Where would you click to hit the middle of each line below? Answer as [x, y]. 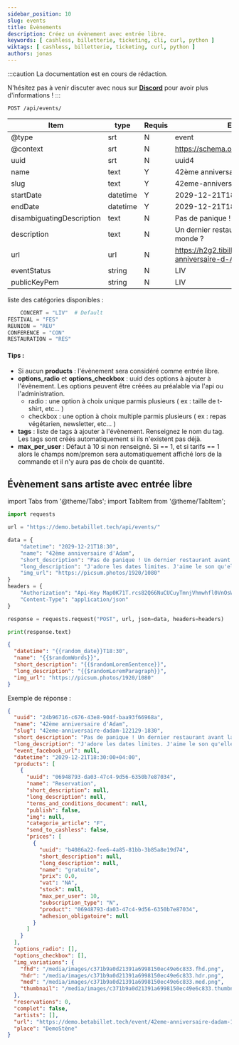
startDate [27, 195]
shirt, [36, 409]
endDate [25, 206]
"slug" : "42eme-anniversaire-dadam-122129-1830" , [89, 731]
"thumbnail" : [39, 989]
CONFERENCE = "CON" [36, 333]
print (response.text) [39, 632]
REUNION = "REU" [31, 326]
